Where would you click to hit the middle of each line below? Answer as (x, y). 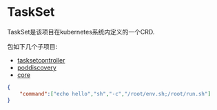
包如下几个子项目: (32, 46)
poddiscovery (37, 67)
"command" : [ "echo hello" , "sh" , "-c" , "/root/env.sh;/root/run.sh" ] (115, 93)
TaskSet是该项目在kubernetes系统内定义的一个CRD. (81, 32)
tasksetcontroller (41, 60)
